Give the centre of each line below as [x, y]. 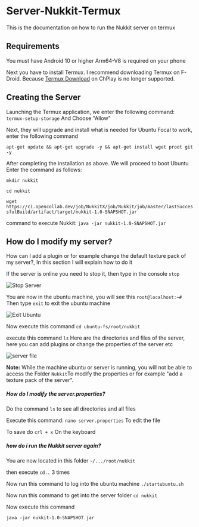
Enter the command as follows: [44, 169]
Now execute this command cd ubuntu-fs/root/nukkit [73, 326]
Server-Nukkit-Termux [63, 11]
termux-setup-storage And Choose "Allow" [59, 118]
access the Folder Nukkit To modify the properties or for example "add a [94, 374]
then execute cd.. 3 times [38, 472]
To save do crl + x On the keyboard [51, 432]
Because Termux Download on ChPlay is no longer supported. [99, 78]
